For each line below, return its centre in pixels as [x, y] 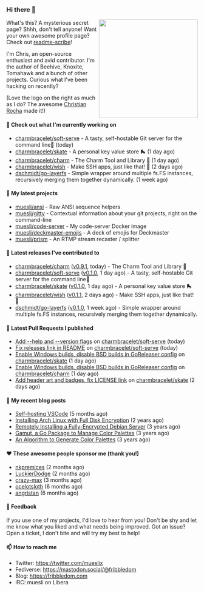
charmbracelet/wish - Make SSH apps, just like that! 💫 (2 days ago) [99, 167]
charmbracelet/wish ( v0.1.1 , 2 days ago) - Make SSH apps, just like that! [104, 295]
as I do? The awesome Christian [46, 104]
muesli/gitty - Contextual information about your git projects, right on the [106, 213]
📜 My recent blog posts [36, 400]
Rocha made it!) [26, 111]
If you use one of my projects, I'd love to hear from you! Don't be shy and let [102, 520]
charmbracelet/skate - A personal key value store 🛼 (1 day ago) [95, 152]
